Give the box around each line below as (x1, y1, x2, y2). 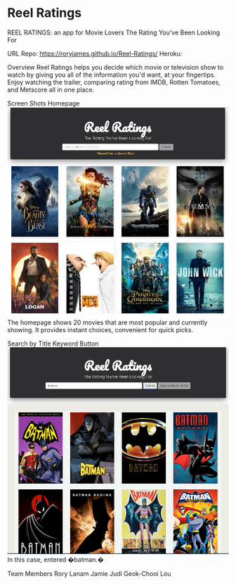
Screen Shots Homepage (7, 99, 80, 107)
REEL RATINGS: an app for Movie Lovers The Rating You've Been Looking (7, 28, 221, 37)
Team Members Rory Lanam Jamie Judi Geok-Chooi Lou (7, 570, 171, 578)
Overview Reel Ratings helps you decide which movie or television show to (7, 63, 223, 71)
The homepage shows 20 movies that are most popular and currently (7, 318, 208, 327)
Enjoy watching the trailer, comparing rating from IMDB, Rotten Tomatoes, (7, 77, 221, 86)
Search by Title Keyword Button (7, 339, 99, 348)
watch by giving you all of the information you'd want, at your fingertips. (7, 70, 216, 79)
